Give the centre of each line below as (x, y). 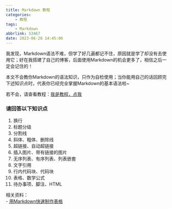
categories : (18, 15)
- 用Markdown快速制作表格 (34, 201)
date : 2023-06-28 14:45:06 (34, 39)
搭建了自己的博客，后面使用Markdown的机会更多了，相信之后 (97, 59)
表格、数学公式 (29, 178)
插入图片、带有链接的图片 (40, 153)
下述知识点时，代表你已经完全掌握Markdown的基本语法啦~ (68, 83)
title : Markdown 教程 (28, 10)
